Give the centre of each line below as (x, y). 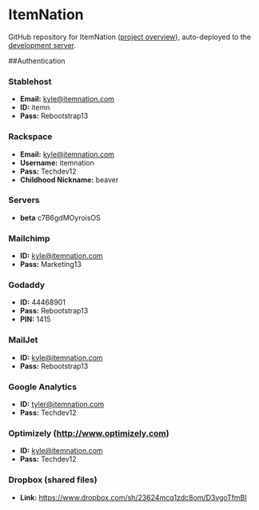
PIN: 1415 (35, 319)
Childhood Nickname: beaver (69, 179)
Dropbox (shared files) (53, 480)
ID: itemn (35, 108)
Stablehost (30, 82)
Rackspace (30, 137)
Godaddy (27, 285)
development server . (42, 45)
